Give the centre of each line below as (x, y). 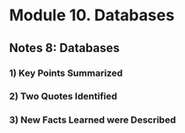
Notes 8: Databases (65, 48)
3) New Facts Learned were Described (92, 120)
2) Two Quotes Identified (63, 96)
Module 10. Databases (92, 15)
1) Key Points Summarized (66, 73)
